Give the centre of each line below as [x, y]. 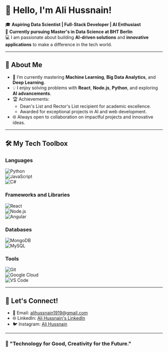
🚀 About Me [24, 65]
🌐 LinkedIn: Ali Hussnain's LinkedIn [49, 318]
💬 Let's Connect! [32, 301]
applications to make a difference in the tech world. [59, 44]
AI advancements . [32, 93]
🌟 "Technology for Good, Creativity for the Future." [68, 344]
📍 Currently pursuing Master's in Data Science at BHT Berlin [69, 32]
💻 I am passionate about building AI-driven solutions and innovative [77, 37]
